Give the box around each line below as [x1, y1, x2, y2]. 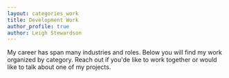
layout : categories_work [7, 10, 79, 17]
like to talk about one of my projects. [7, 63, 111, 71]
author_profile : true [7, 23, 70, 30]
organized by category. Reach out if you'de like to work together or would [7, 56, 217, 64]
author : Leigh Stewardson [7, 29, 82, 37]
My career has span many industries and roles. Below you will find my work [7, 48, 223, 57]
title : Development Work [7, 17, 79, 23]
